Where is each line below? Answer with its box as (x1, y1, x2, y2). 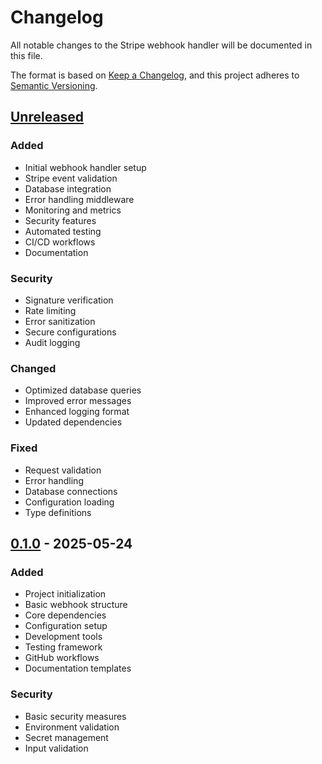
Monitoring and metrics (24, 204, 122, 216)
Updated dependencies (24, 416, 123, 428)
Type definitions (24, 506, 92, 518)
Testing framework (24, 641, 103, 653)
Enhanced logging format (24, 406, 130, 418)
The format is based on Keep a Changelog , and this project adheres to (10, 69, 300, 81)
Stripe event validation (24, 172, 118, 184)
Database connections (24, 485, 118, 497)
